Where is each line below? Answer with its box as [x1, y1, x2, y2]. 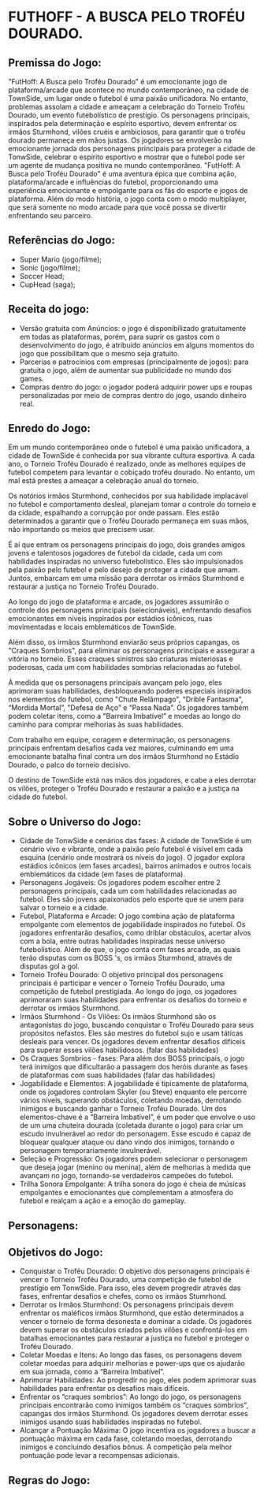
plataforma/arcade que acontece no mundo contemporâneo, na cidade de [8, 85, 249, 95]
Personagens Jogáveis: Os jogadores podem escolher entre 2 [19, 878, 221, 887]
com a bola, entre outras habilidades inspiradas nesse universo [19, 936, 225, 946]
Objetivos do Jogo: [8, 1246, 104, 1259]
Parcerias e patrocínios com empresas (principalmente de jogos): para [19, 357, 249, 366]
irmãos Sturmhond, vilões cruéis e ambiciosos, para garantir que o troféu [8, 127, 246, 136]
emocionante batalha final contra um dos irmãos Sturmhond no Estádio [8, 752, 240, 761]
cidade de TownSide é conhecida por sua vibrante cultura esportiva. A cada [8, 451, 255, 460]
